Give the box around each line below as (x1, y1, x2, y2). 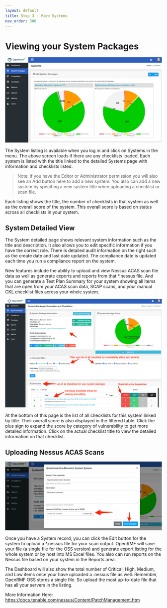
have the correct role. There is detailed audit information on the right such (5, 247, 157, 253)
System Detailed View (5, 224, 75, 232)
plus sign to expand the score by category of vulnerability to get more (5, 423, 148, 429)
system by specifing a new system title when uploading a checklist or (17, 184, 160, 190)
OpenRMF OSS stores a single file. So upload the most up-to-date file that (5, 577, 157, 583)
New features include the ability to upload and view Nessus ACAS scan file (5, 268, 159, 274)
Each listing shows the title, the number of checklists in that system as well (5, 199, 158, 205)
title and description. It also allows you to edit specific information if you (5, 242, 153, 248)
